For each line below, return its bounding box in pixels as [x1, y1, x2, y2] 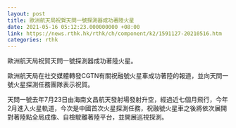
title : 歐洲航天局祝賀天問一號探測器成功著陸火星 [7, 17, 135, 24]
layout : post [7, 10, 46, 18]
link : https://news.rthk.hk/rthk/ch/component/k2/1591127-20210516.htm [7, 30, 222, 37]
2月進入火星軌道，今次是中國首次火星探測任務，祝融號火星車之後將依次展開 [7, 104, 228, 113]
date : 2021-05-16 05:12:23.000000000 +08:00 [7, 23, 140, 30]
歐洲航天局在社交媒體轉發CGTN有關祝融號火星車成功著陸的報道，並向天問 [7, 72, 223, 80]
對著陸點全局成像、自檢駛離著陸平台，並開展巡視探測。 [7, 113, 168, 122]
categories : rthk [7, 37, 58, 44]
